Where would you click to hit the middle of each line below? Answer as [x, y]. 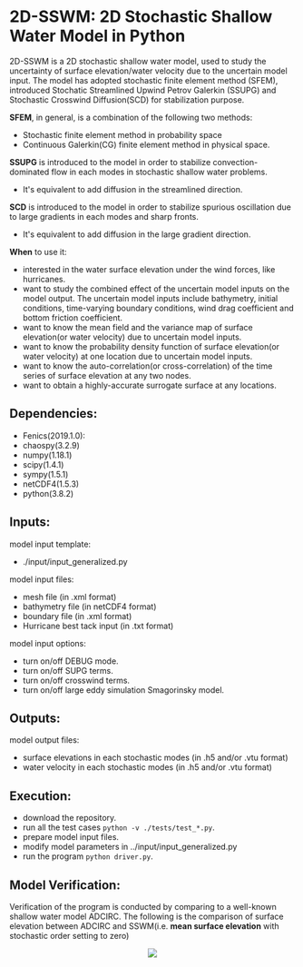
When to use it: [38, 252]
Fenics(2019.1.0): [54, 435]
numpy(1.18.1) [47, 455]
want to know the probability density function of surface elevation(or [151, 346]
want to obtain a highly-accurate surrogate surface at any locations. [149, 385]
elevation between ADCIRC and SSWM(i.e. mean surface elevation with [144, 926]
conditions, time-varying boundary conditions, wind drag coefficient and [158, 308]
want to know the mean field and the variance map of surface [137, 327]
